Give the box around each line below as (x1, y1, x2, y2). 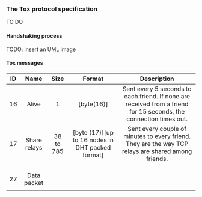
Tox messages (6, 59, 43, 67)
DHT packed (75, 143, 111, 151)
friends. (146, 154, 168, 163)
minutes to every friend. (123, 132, 191, 140)
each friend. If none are (124, 92, 191, 100)
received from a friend (125, 100, 189, 108)
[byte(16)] (78, 100, 108, 108)
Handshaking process (6, 32, 63, 39)
